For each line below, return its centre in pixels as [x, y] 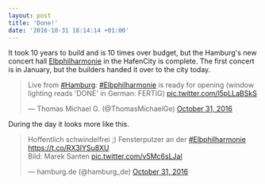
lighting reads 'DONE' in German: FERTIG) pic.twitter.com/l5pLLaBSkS [142, 94]
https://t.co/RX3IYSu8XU [68, 148]
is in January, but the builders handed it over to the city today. [109, 70]
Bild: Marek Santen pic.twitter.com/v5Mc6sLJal [105, 156]
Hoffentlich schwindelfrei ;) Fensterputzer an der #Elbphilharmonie [136, 140]
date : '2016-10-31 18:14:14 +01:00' [69, 30]
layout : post [30, 15]
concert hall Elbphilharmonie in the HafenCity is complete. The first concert [132, 61]
